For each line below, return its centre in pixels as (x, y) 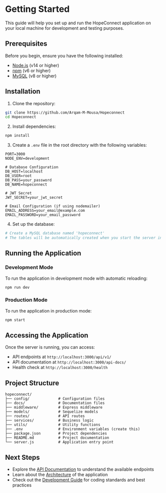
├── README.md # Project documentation (57, 438)
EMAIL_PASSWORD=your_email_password (43, 215)
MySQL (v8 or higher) (34, 76)
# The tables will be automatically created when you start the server (80, 238)
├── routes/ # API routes (45, 416)
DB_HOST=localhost (24, 172)
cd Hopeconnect (21, 117)
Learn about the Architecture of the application (60, 475)
